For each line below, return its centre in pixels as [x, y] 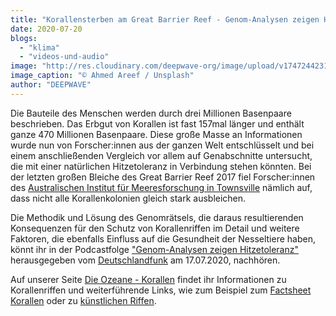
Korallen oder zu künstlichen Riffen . [83, 300]
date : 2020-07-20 [46, 29]
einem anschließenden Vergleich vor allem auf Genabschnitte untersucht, [161, 155]
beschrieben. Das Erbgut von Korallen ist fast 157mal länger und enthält [157, 123]
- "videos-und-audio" [64, 57]
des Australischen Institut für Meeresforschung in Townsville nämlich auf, [161, 187]
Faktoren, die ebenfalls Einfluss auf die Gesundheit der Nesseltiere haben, [163, 238]
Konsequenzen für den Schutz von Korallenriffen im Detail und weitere [155, 228]
